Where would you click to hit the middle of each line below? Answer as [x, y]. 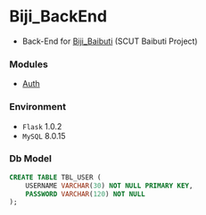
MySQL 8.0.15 [44, 136]
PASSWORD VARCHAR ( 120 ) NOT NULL [85, 194]
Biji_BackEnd [58, 17]
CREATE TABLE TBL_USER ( [55, 177]
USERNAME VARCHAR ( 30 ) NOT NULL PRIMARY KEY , [109, 186]
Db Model [30, 159]
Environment [38, 107]
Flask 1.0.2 [42, 126]
